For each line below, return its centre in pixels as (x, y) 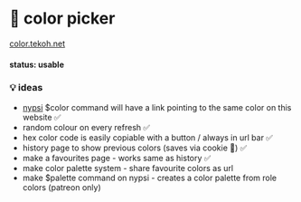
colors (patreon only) (61, 187)
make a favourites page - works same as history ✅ (117, 158)
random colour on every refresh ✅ (86, 127)
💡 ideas (26, 88)
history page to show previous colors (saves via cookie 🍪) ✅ (135, 148)
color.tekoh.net (38, 43)
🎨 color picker (62, 19)
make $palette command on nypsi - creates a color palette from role (150, 178)
